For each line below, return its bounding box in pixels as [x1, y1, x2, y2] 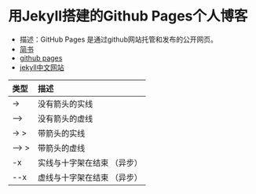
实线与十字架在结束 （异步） [38, 157, 143, 168]
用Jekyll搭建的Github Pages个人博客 [8, 7, 248, 25]
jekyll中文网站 [19, 62, 64, 71]
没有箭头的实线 [38, 98, 93, 109]
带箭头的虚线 [38, 142, 86, 153]
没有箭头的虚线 [38, 113, 93, 124]
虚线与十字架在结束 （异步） [38, 172, 143, 183]
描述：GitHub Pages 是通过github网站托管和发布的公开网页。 [19, 35, 218, 44]
